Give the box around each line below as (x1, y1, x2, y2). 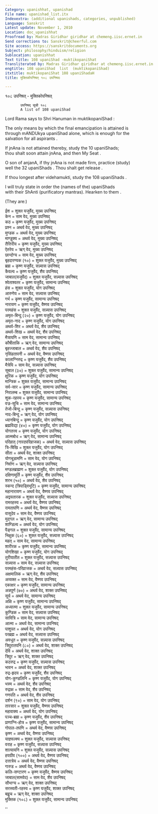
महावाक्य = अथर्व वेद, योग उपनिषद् (5, 708, 58, 714)
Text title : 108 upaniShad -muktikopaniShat (5, 57, 97, 62)
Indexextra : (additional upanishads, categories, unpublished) (5, 16, 136, 21)
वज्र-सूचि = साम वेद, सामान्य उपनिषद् (5, 400, 62, 406)
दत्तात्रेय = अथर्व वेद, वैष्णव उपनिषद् (5, 758, 58, 764)
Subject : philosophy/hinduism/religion (5, 48, 86, 53)
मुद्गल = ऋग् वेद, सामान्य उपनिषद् (5, 516, 58, 522)
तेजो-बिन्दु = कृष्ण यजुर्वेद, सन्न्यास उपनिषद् (5, 406, 70, 412)
